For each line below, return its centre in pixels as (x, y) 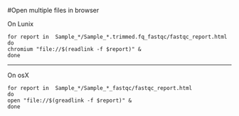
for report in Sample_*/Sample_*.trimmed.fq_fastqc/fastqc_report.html (117, 37)
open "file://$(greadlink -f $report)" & (70, 100)
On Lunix (21, 24)
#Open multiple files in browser (53, 10)
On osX (18, 75)
